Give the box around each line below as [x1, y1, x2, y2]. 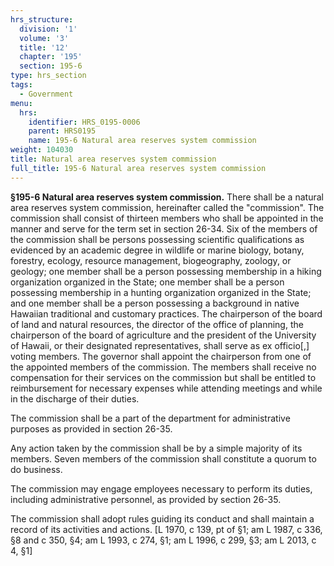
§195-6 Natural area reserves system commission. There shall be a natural [10, 191, 324, 203]
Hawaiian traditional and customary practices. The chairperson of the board [10, 307, 323, 320]
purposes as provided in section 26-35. [10, 422, 173, 435]
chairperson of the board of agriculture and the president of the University [10, 329, 317, 341]
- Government [19, 89, 74, 99]
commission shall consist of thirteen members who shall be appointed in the [10, 212, 324, 224]
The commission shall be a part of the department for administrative [10, 412, 291, 424]
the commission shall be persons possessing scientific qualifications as [10, 233, 305, 245]
